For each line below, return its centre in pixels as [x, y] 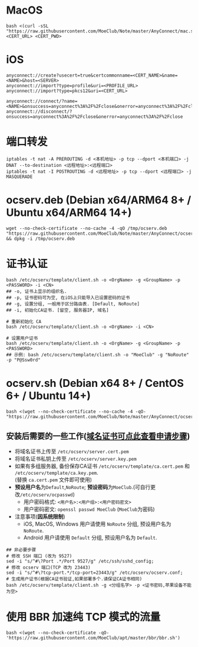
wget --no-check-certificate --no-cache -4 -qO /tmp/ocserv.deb [87, 228]
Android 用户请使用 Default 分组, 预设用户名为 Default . [90, 538]
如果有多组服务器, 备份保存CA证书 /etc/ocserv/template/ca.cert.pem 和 [102, 466]
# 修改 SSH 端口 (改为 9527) [39, 556]
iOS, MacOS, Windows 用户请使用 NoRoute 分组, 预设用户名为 [97, 524]
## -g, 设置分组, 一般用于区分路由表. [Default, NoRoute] [73, 304]
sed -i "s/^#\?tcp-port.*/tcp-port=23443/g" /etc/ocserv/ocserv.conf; [95, 573]
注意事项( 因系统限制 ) [40, 517]
